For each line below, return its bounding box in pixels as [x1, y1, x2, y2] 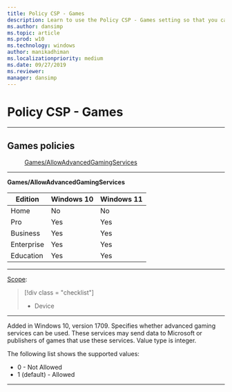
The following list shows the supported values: [7, 350, 140, 358]
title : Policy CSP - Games [7, 10, 85, 17]
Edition [15, 195, 39, 204]
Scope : [7, 275, 28, 284]
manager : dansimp [7, 74, 57, 81]
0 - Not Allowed [17, 363, 62, 371]
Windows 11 [99, 195, 143, 204]
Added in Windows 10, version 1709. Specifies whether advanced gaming [7, 322, 216, 330]
